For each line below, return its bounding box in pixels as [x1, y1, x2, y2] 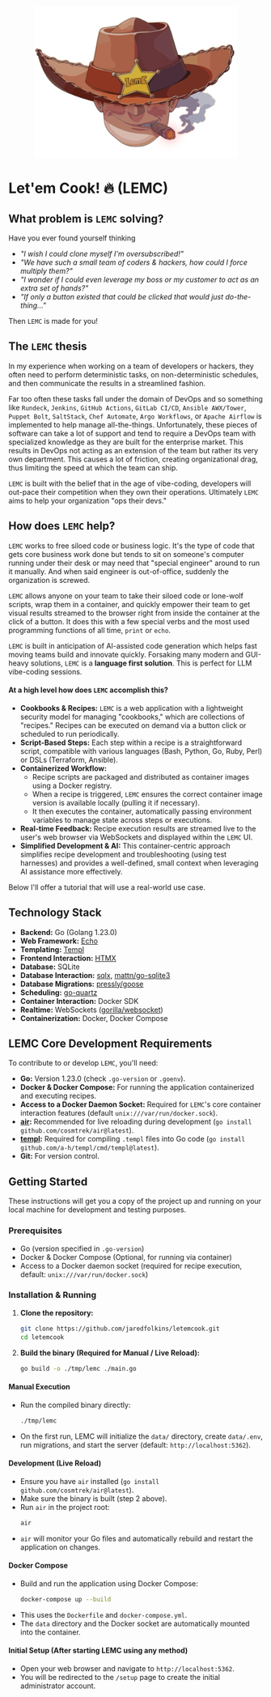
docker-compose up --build [19, 1595, 112, 1603]
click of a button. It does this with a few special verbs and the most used [8, 616, 250, 626]
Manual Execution [8, 1382, 70, 1392]
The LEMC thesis [8, 339, 87, 354]
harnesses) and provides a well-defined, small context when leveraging [19, 857, 259, 868]
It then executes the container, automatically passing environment [32, 806, 252, 816]
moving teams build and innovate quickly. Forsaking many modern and [8, 649, 244, 659]
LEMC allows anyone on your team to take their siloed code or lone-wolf [8, 590, 244, 601]
